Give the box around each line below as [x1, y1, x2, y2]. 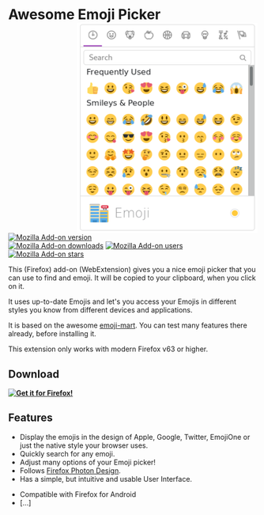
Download [8, 367, 59, 381]
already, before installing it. [8, 329, 96, 339]
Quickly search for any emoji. [19, 449, 115, 458]
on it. [8, 282, 25, 291]
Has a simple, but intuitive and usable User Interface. [19, 474, 192, 483]
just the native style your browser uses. [19, 441, 149, 450]
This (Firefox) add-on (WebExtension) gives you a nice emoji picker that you [8, 265, 256, 275]
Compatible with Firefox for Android [19, 489, 137, 499]
